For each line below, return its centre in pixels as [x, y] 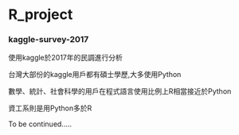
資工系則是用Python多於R [50, 108]
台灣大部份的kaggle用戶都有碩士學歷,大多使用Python [95, 75]
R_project [41, 15]
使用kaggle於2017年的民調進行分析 [66, 58]
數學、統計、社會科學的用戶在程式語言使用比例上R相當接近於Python [120, 91]
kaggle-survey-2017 [49, 40]
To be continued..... [40, 124]
